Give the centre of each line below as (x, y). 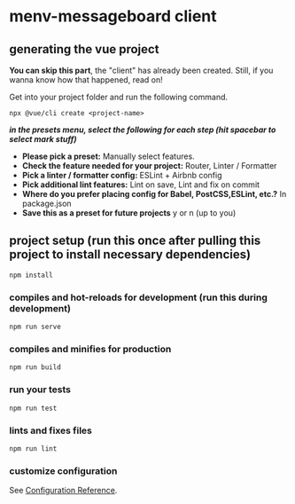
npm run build (35, 367)
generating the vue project (84, 49)
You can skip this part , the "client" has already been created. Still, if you (141, 70)
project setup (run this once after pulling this (135, 241)
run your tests (40, 390)
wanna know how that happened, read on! (86, 80)
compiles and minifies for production (90, 350)
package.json (47, 203)
